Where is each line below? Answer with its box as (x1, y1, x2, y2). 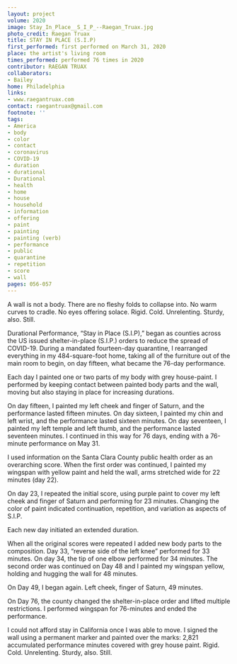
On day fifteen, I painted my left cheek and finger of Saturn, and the (7, 401, 205, 410)
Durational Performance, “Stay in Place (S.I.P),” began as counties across (7, 329, 221, 337)
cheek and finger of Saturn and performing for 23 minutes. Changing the (7, 497, 219, 505)
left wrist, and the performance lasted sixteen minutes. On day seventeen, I (7, 416, 226, 425)
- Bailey (7, 76, 33, 84)
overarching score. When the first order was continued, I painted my (7, 460, 207, 468)
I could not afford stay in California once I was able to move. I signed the (7, 625, 218, 634)
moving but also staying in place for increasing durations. (7, 388, 175, 396)
